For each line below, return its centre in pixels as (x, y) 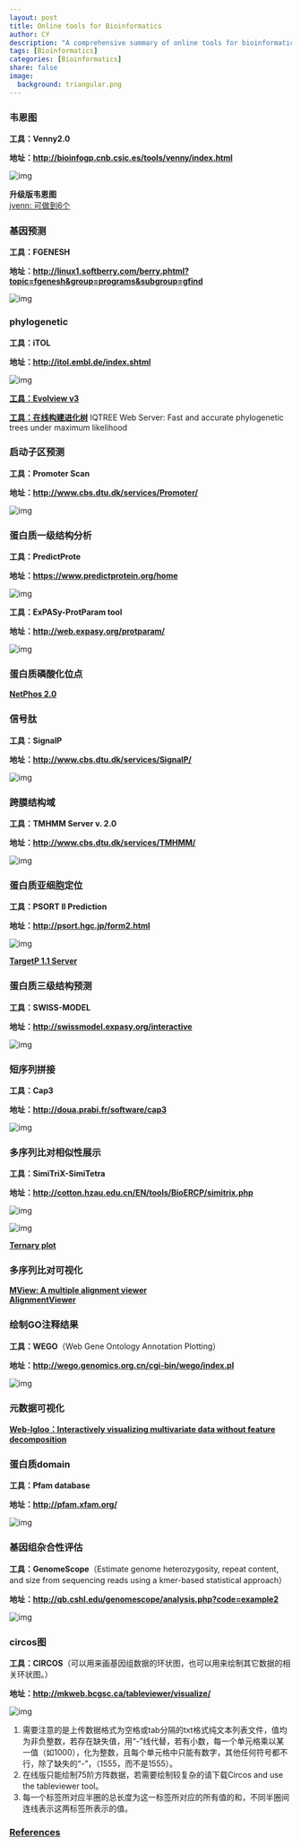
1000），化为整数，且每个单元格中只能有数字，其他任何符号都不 (171, 1752)
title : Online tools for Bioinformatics (86, 26)
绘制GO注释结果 (44, 1325)
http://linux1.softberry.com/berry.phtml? (111, 271)
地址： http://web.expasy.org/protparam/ (87, 631)
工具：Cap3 (31, 1090)
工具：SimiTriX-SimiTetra (57, 1174)
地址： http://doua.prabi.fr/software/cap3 (88, 1109)
